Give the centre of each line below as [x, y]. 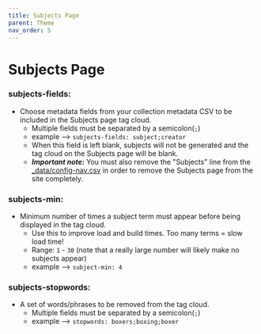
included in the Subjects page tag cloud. [85, 120]
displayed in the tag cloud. [63, 225]
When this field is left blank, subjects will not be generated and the [140, 145]
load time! [48, 241]
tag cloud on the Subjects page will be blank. [105, 153]
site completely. [57, 178]
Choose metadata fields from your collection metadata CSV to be [126, 111]
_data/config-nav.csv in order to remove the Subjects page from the [142, 170]
